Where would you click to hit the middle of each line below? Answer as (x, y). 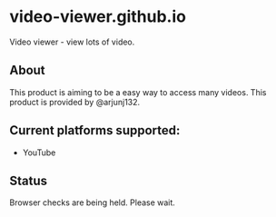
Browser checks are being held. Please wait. (92, 202)
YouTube (39, 153)
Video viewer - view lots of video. (72, 42)
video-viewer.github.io (98, 17)
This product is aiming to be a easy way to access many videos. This (138, 92)
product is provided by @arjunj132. (75, 102)
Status (29, 180)
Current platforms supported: (95, 130)
